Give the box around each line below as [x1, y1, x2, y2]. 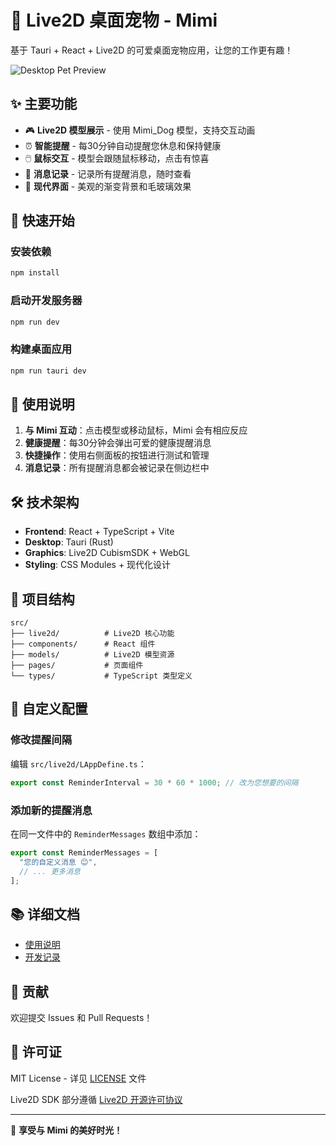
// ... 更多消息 [19, 866, 82, 876]
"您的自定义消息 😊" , [19, 857, 98, 867]
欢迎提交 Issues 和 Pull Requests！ [10, 1012, 153, 1024]
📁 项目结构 [10, 591, 75, 608]
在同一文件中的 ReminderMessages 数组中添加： [10, 827, 202, 840]
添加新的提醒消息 [10, 803, 93, 817]
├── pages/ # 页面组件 [10, 661, 144, 671]
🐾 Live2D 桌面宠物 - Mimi [10, 9, 218, 32]
